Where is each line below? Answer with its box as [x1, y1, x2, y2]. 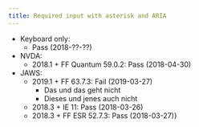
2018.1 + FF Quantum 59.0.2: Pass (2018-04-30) [31, 59, 192, 69]
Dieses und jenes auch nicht [43, 93, 138, 103]
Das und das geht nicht [43, 85, 121, 95]
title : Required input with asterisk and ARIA [8, 11, 167, 20]
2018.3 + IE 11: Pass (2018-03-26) [31, 102, 144, 112]
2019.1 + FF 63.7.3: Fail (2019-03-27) [31, 76, 153, 86]
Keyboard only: [19, 34, 71, 43]
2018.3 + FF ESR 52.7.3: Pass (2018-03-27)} [31, 110, 178, 121]
